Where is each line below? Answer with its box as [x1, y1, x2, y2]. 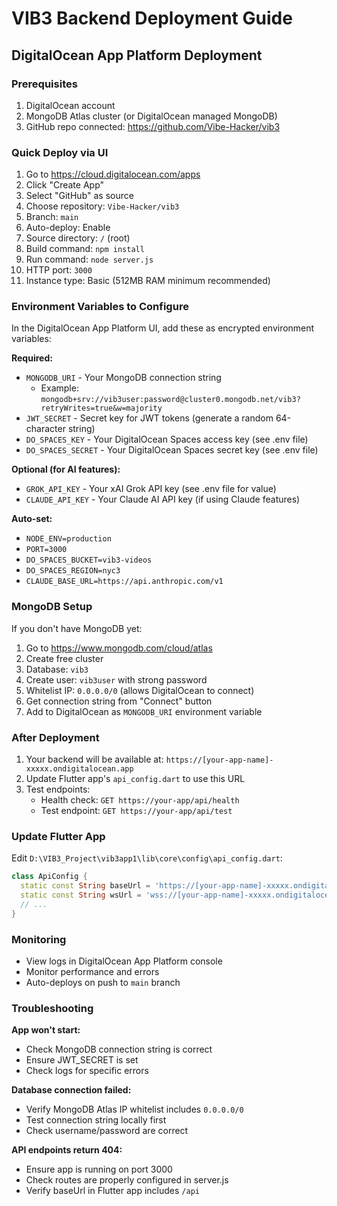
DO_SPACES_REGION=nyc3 [25, 566, 121, 576]
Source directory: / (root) [25, 232, 131, 244]
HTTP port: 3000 [25, 264, 93, 276]
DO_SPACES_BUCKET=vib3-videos [25, 555, 153, 566]
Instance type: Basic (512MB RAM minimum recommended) [25, 275, 271, 287]
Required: [11, 352, 53, 364]
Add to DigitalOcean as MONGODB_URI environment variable [25, 705, 263, 717]
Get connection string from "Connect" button [25, 695, 213, 707]
